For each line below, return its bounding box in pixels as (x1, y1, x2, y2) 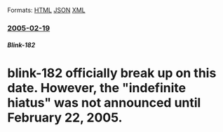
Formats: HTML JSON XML (7, 6, 86, 14)
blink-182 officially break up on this (7, 65, 217, 81)
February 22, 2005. (7, 110, 123, 125)
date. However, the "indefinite (7, 80, 187, 96)
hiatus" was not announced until (7, 94, 201, 110)
